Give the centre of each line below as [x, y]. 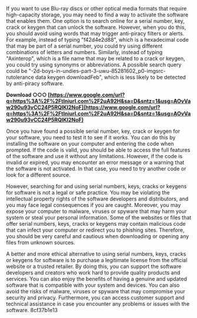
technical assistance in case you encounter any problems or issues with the [98, 304]
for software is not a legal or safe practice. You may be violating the [88, 193]
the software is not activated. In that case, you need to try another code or [96, 169]
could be [17, 71]
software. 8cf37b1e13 [32, 310]
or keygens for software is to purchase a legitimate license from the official [97, 260]
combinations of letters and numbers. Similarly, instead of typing [84, 52]
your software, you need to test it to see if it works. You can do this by [91, 137]
